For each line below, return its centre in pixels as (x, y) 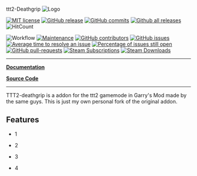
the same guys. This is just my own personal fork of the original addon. (92, 101)
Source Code (22, 78)
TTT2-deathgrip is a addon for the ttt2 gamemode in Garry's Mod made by (96, 95)
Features (23, 120)
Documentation (26, 67)
